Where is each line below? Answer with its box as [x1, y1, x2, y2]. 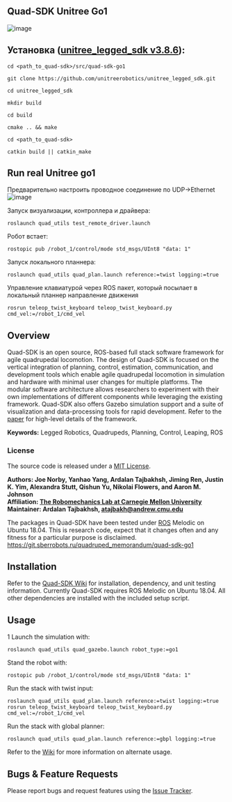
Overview [7, 329, 51, 341]
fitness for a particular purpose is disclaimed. [7, 533, 137, 541]
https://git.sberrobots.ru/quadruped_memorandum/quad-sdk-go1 [7, 540, 194, 549]
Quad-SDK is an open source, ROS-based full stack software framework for [7, 348, 224, 356]
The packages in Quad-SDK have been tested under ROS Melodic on [7, 518, 205, 527]
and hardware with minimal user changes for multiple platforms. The [7, 378, 203, 386]
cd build [7, 112, 33, 119]
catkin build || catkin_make [7, 148, 92, 156]
